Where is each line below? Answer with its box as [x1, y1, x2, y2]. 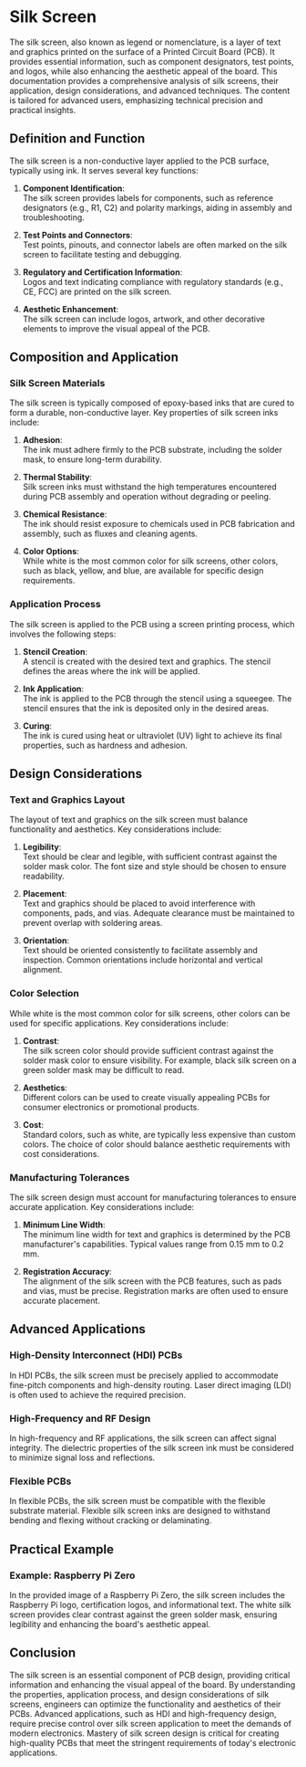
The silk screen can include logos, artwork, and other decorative [22, 313, 266, 324]
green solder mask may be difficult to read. [22, 1064, 185, 1075]
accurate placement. [22, 1295, 100, 1307]
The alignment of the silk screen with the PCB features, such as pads [22, 1276, 282, 1287]
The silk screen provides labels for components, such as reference [22, 192, 274, 203]
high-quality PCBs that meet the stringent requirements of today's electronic [9, 1737, 297, 1748]
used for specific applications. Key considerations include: [9, 1017, 229, 1028]
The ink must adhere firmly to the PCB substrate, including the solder [22, 445, 282, 456]
